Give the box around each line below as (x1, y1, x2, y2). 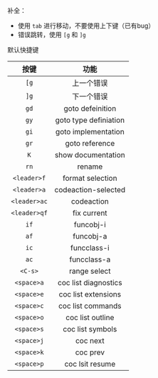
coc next (75, 336, 105, 345)
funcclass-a (69, 254, 111, 264)
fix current (72, 208, 108, 218)
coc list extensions (58, 289, 122, 299)
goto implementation (56, 127, 125, 136)
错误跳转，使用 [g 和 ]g (17, 31, 87, 39)
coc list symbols (63, 324, 117, 334)
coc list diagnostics (58, 278, 122, 287)
